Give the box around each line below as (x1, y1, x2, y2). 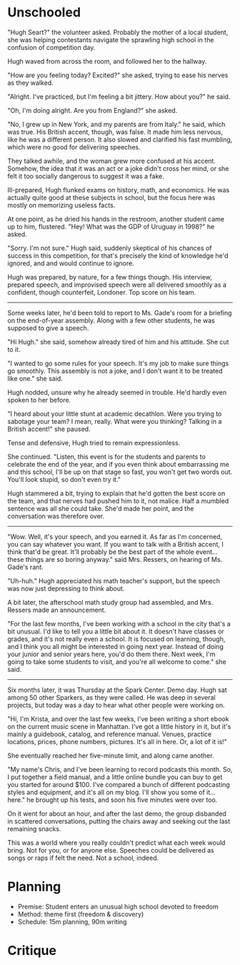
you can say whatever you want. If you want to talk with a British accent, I (7, 540, 224, 548)
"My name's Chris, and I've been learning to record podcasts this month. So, (7, 765, 233, 773)
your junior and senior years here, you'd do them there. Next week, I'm (7, 650, 216, 658)
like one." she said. (7, 374, 63, 382)
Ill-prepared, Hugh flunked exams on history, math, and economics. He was (7, 185, 230, 194)
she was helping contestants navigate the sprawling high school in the (7, 35, 214, 44)
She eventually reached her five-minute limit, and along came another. (7, 751, 214, 760)
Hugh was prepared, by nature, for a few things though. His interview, (7, 272, 213, 281)
